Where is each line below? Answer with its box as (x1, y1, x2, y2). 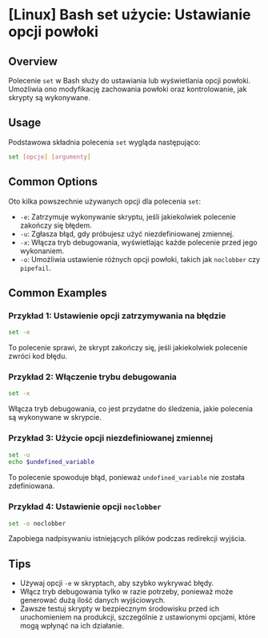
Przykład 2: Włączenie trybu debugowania (8, 371, 178, 382)
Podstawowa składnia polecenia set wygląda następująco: (8, 137, 202, 147)
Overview (8, 55, 58, 68)
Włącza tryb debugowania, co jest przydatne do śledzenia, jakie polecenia (8, 404, 254, 414)
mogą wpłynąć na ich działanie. (19, 621, 124, 631)
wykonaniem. (19, 246, 65, 256)
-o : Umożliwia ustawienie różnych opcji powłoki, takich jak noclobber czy (19, 254, 261, 264)
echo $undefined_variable (8, 458, 94, 466)
